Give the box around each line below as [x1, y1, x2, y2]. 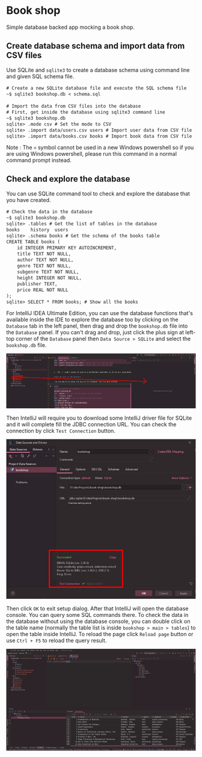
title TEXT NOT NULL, [17, 251, 71, 257]
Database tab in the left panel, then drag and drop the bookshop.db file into [6, 322, 188, 329]
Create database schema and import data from [6, 41, 185, 51]
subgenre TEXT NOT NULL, [17, 269, 79, 275]
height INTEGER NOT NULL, [17, 275, 82, 281]
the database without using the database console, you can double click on [6, 618, 191, 625]
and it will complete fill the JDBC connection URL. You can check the [6, 420, 177, 428]
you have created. [6, 196, 51, 203]
